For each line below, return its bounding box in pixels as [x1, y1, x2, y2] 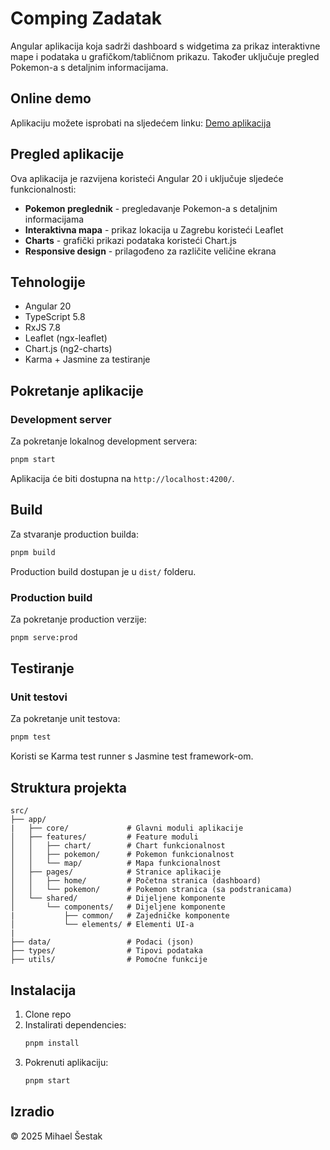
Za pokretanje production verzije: [10, 613, 147, 625]
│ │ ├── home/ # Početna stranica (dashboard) [10, 876, 262, 886]
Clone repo [24, 1008, 72, 1020]
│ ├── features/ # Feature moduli [10, 832, 199, 842]
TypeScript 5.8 [24, 311, 86, 323]
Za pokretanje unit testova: [10, 713, 121, 725]
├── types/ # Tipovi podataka [10, 946, 203, 956]
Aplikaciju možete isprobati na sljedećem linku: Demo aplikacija [10, 117, 272, 129]
